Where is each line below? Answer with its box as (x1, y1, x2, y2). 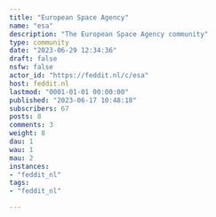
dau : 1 (9, 137, 34, 146)
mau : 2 (9, 153, 34, 163)
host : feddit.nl (9, 79, 69, 88)
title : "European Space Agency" (9, 12, 129, 22)
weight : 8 (9, 129, 46, 138)
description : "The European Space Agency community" (9, 29, 209, 38)
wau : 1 (9, 145, 34, 154)
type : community (9, 37, 69, 47)
